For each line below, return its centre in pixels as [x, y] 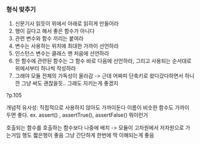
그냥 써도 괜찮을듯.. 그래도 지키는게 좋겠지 [70, 83]
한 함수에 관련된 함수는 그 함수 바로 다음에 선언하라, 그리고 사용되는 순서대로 [103, 61]
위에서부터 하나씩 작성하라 [45, 68]
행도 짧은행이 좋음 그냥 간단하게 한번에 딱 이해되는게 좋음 [88, 135]
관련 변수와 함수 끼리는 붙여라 [49, 39]
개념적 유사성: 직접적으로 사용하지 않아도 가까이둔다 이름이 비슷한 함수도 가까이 [98, 108]
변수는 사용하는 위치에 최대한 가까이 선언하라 [67, 46]
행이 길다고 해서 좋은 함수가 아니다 [55, 31]
